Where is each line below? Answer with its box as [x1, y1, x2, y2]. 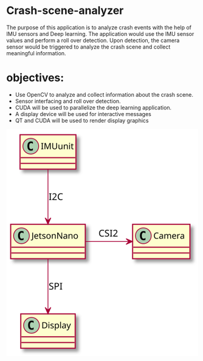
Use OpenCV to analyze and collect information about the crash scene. [15, 91, 193, 98]
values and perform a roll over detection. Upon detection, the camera [6, 36, 180, 44]
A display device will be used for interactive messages [15, 110, 152, 117]
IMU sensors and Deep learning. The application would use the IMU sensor [6, 30, 194, 37]
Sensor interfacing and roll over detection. [15, 97, 121, 105]
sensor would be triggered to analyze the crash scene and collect [6, 43, 171, 50]
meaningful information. [6, 49, 66, 57]
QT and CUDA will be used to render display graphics [15, 117, 149, 124]
